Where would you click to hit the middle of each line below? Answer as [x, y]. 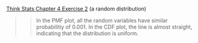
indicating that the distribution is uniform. [87, 33]
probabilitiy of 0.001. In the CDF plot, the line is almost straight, [114, 27]
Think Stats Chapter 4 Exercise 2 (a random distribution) [76, 9]
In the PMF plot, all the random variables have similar [102, 20]
